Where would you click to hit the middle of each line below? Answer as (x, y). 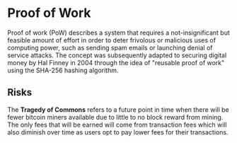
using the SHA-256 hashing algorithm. (63, 70)
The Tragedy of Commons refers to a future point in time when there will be (118, 109)
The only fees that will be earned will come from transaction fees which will (117, 125)
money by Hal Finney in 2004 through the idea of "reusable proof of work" (116, 62)
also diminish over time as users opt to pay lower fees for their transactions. (118, 132)
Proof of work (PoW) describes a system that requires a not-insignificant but (118, 33)
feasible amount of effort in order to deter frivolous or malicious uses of (112, 40)
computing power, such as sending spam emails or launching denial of (110, 47)
